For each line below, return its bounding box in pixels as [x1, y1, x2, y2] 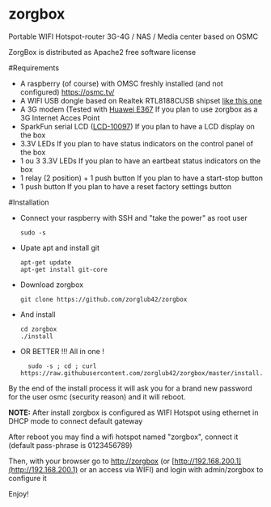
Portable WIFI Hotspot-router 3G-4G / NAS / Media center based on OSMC [8, 32, 259, 41]
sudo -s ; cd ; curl [28, 361, 97, 370]
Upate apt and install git [19, 243, 100, 252]
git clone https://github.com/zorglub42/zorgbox [19, 295, 188, 303]
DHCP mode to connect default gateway [8, 416, 143, 425]
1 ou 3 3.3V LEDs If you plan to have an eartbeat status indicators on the [19, 155, 261, 166]
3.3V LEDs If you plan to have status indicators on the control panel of [19, 138, 253, 148]
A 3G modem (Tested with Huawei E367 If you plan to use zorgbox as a [19, 104, 258, 114]
